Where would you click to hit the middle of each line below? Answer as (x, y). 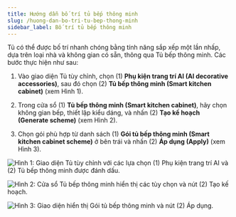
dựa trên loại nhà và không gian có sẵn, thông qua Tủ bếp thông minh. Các (117, 55)
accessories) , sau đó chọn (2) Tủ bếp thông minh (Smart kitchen (114, 84)
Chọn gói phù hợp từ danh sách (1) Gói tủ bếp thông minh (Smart (113, 134)
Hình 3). (29, 149)
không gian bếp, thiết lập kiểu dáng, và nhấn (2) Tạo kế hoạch (109, 113)
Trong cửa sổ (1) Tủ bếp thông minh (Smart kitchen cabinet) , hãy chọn (122, 105)
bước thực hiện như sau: (43, 63)
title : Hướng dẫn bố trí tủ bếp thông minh (73, 14)
